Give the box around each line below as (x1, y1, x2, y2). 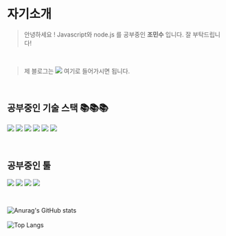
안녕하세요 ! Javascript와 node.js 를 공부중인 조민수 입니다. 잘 (23, 30, 192, 39)
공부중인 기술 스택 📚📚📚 (7, 103, 109, 114)
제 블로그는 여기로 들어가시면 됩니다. (23, 67, 131, 75)
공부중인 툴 (7, 160, 52, 172)
